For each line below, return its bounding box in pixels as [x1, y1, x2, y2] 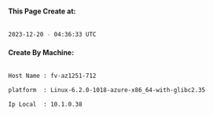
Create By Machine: [8, 47, 75, 57]
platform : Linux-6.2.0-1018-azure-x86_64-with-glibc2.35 [8, 87, 206, 95]
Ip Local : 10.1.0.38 [8, 101, 83, 109]
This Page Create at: [8, 6, 76, 16]
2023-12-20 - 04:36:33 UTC [8, 31, 97, 39]
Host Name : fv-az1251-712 [8, 72, 97, 80]
